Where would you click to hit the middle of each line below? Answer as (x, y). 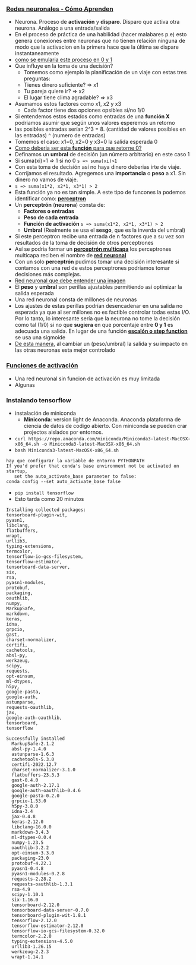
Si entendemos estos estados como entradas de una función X (92, 116)
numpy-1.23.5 (28, 843)
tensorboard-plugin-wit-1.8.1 (49, 915)
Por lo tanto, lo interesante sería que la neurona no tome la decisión (97, 318)
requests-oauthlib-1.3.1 (42, 884)
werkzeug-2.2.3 (30, 952)
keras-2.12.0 (28, 822)
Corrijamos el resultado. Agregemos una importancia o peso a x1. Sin (100, 174)
